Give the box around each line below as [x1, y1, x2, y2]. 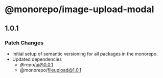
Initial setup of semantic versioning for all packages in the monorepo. [12, 50, 158, 57]
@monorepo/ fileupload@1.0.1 [19, 67, 81, 73]
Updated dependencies [12, 56, 62, 62]
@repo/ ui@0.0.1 [19, 61, 53, 67]
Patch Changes [5, 39, 44, 46]
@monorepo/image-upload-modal [5, 4, 154, 15]
